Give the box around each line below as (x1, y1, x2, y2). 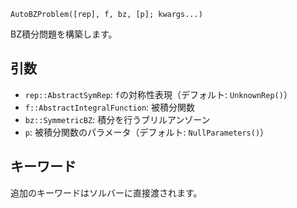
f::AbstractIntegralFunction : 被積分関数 (24, 101, 196, 113)
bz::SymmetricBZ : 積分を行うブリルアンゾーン (24, 113, 211, 125)
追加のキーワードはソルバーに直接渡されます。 (10, 186, 203, 199)
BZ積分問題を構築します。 (10, 28, 118, 40)
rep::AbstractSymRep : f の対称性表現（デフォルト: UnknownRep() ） (24, 88, 293, 100)
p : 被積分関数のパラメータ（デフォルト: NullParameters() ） (24, 126, 270, 138)
